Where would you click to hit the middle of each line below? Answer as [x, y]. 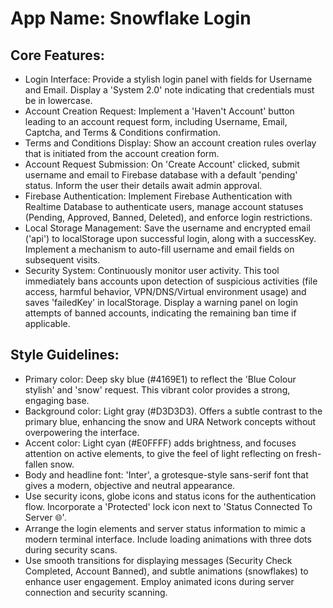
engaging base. [57, 400]
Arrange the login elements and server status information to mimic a [165, 528]
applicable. [47, 323]
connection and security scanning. [96, 592]
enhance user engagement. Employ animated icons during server [159, 581]
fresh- [308, 453]
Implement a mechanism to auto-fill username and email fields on [159, 249]
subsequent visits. [62, 260]
